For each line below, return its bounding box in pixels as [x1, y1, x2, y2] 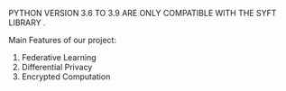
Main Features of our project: [8, 35, 116, 45]
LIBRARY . [8, 17, 46, 28]
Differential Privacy [21, 62, 93, 72]
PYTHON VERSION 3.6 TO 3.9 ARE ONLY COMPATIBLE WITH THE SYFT [8, 8, 277, 18]
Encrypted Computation [21, 71, 111, 82]
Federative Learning [21, 52, 97, 62]
